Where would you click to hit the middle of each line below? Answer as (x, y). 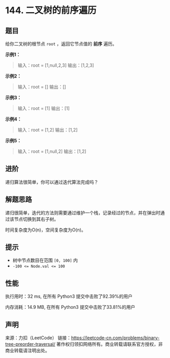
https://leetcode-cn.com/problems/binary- (115, 338)
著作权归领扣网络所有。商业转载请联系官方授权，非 (110, 344)
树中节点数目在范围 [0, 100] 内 (45, 260)
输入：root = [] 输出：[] (42, 87)
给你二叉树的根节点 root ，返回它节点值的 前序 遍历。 (61, 44)
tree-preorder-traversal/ (30, 344)
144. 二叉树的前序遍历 (51, 10)
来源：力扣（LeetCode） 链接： (38, 338)
